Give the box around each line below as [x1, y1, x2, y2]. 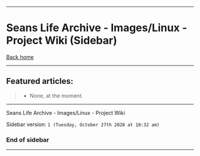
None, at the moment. [29, 92, 83, 99]
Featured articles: [6, 76, 74, 86]
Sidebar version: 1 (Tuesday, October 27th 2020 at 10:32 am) [6, 120, 160, 128]
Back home [6, 53, 34, 60]
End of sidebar [6, 135, 49, 143]
